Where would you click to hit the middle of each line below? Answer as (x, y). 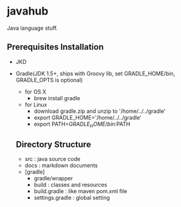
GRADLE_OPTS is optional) (49, 80)
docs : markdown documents (61, 166)
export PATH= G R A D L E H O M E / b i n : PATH (82, 124)
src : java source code (53, 159)
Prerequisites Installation (55, 47)
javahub (28, 11)
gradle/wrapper (53, 178)
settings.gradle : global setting (72, 198)
